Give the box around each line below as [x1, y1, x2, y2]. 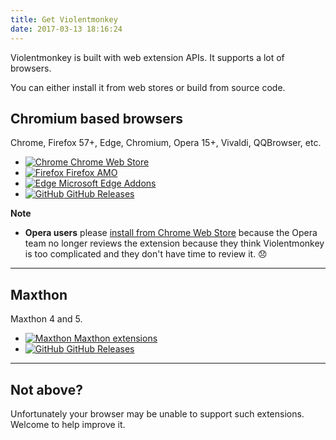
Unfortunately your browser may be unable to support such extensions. [10, 407, 305, 420]
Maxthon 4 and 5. [10, 313, 83, 325]
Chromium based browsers [10, 110, 184, 127]
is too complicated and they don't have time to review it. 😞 [24, 248, 268, 260]
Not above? [10, 381, 83, 398]
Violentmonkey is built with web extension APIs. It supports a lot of [10, 51, 285, 63]
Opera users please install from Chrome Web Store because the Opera [24, 227, 318, 239]
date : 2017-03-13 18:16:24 [10, 24, 123, 34]
